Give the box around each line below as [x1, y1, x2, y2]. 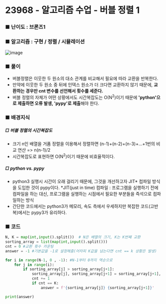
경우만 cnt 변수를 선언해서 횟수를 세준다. [25, 88, 103, 94]
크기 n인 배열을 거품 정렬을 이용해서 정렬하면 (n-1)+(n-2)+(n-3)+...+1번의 [12, 141, 155, 147]
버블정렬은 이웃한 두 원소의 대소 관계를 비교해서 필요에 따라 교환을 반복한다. [12, 75, 159, 81]
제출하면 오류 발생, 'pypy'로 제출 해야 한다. [17, 101, 99, 106]
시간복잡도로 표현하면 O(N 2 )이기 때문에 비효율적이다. [12, 153, 115, 159]
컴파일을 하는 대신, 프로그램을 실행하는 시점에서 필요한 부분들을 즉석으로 [12, 191, 152, 197]
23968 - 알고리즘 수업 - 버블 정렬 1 [5, 4, 140, 16]
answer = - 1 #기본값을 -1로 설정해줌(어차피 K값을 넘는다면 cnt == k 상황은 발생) [5, 248, 157, 254]
